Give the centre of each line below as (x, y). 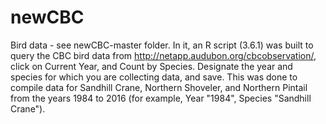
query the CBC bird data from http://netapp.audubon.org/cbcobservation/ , (163, 55)
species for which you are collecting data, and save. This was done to (154, 77)
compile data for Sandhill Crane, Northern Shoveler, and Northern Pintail (159, 87)
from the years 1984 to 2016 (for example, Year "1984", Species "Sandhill (161, 98)
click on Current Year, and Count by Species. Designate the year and (151, 66)
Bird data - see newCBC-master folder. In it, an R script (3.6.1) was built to (162, 45)
